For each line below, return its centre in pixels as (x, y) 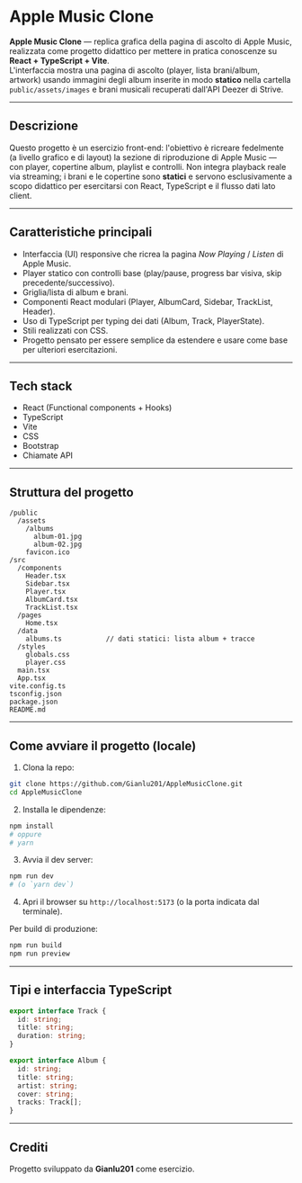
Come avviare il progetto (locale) (103, 745)
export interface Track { (58, 1011)
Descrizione (44, 126)
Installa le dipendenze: (64, 809)
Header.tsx (46, 576)
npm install (31, 826)
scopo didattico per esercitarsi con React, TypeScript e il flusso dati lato (142, 185)
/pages (30, 615)
